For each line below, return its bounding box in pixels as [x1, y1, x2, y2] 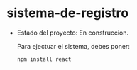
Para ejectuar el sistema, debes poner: [16, 42, 131, 50]
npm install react [16, 55, 72, 63]
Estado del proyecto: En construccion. [16, 28, 129, 37]
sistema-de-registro [6, 5, 129, 21]
